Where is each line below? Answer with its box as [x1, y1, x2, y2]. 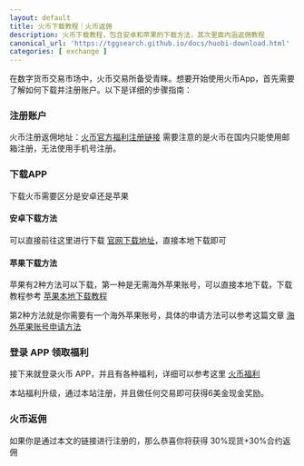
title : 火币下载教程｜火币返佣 [9, 22, 113, 31]
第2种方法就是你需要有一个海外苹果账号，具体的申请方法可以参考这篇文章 [9, 310, 285, 321]
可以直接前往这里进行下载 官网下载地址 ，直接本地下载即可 [9, 234, 227, 245]
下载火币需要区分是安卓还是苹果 [9, 190, 129, 201]
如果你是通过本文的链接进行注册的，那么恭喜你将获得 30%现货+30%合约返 [9, 435, 291, 446]
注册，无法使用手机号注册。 [16, 143, 121, 154]
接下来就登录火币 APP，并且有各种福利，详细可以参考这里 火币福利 [9, 369, 260, 380]
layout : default [9, 13, 71, 23]
